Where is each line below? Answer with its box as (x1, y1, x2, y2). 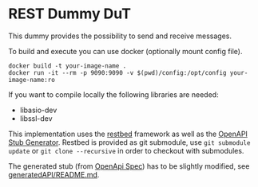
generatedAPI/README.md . (8, 169, 100, 179)
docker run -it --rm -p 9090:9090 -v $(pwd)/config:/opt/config (8, 68, 227, 76)
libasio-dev (19, 105, 58, 115)
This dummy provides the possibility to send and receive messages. (8, 31, 232, 41)
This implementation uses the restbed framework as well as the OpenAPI (8, 129, 248, 138)
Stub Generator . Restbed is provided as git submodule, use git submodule (8, 137, 251, 147)
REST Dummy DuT (8, 5, 132, 23)
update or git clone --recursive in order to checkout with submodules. (8, 146, 244, 155)
